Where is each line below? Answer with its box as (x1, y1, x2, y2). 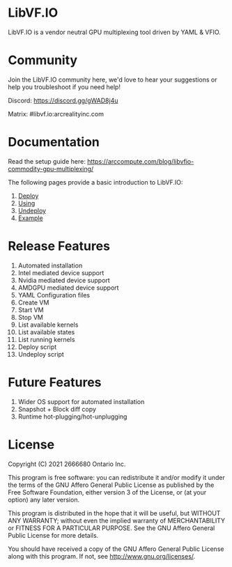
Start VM (17, 305, 44, 314)
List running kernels (17, 335, 75, 343)
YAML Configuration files (17, 290, 90, 299)
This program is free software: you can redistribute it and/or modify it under (8, 473, 225, 481)
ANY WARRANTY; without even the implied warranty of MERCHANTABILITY (8, 516, 226, 525)
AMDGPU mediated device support (17, 283, 119, 292)
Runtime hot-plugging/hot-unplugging (17, 412, 127, 421)
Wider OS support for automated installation (17, 397, 145, 405)
